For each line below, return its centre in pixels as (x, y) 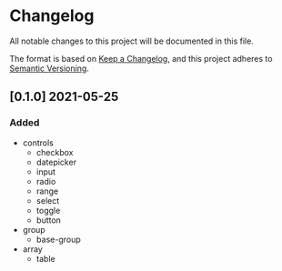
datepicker (56, 162)
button (49, 220)
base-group (59, 239)
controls (38, 143)
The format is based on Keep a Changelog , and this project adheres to (141, 58)
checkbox (55, 152)
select (48, 200)
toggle (48, 210)
